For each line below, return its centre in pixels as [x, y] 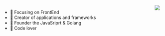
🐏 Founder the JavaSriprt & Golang [46, 23]
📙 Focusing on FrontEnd [34, 12]
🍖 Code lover [23, 28]
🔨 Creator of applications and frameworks [53, 17]
